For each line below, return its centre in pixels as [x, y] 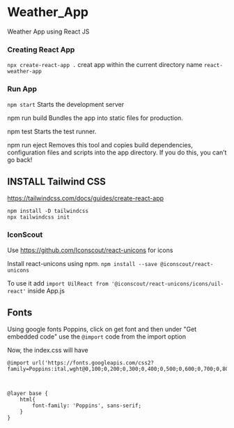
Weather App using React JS [48, 31]
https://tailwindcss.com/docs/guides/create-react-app [86, 198]
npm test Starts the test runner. [52, 131]
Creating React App [41, 50]
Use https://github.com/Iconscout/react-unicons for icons [90, 250]
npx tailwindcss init [39, 217]
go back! [20, 160]
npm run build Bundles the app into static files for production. [95, 118]
